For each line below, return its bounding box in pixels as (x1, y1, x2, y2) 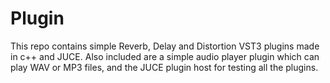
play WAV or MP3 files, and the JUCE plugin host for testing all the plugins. (10, 61, 319, 73)
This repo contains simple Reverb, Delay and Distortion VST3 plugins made (10, 40, 320, 52)
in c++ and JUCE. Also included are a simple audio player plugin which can (10, 50, 320, 62)
